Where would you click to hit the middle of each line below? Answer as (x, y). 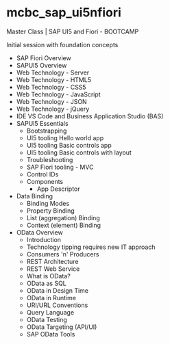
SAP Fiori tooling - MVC (60, 167)
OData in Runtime (51, 297)
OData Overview (39, 232)
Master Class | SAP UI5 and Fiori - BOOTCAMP (73, 31)
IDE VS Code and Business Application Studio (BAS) (90, 116)
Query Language (50, 312)
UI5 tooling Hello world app (65, 137)
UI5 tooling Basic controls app (69, 145)
